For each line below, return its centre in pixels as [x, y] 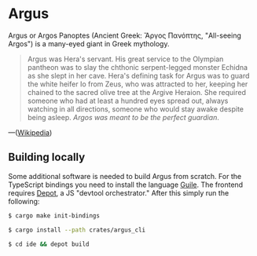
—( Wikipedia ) [30, 132]
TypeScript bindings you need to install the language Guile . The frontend [126, 185]
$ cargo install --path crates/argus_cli [77, 230]
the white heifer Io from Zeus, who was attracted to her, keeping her [138, 84]
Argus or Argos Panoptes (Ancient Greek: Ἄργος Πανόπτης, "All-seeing [125, 35]
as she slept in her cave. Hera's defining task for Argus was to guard [138, 75]
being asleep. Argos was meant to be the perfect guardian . [123, 117]
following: [24, 201]
